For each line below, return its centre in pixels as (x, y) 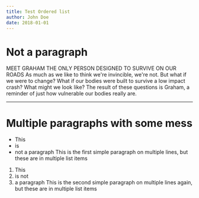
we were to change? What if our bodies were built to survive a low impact (96, 81)
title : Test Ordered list (38, 12)
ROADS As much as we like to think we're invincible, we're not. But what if (96, 75)
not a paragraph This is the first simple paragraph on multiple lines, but (101, 152)
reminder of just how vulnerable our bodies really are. (72, 94)
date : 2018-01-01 (28, 23)
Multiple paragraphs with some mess (99, 123)
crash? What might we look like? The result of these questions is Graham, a (98, 87)
